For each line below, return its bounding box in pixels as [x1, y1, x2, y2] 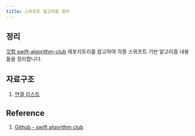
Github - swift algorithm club [14, 124, 83, 131]
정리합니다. [16, 55, 43, 62]
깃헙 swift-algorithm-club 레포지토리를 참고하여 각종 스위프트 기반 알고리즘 [6, 48, 179, 55]
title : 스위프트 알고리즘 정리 [6, 8, 70, 15]
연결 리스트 [14, 91, 40, 98]
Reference [6, 108, 45, 118]
